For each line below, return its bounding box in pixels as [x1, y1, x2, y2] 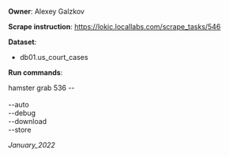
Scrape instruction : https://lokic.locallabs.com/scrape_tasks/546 [8, 22, 221, 31]
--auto [8, 100, 29, 109]
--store [8, 125, 32, 134]
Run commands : [8, 68, 63, 77]
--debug [8, 108, 36, 118]
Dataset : [8, 37, 37, 47]
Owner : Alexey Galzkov [8, 7, 85, 16]
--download [8, 117, 47, 125]
